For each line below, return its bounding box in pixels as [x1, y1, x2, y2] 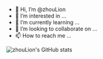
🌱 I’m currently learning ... [15, 19, 80, 26]
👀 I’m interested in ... [15, 12, 67, 19]
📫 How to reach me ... [15, 32, 71, 39]
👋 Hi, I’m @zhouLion [15, 6, 66, 13]
